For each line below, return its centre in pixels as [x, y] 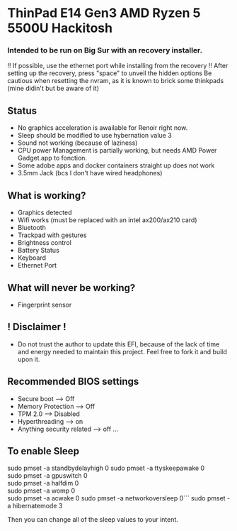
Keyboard [32, 258]
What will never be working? [71, 288]
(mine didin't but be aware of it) [53, 88]
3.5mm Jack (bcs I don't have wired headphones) [90, 173]
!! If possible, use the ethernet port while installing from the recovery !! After [118, 66]
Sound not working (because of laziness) [77, 143]
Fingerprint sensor [45, 305]
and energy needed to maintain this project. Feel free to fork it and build [122, 351]
